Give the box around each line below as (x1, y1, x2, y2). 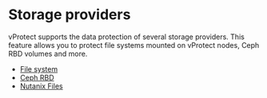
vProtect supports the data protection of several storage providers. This (8, 32, 245, 41)
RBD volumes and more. (8, 49, 88, 58)
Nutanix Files (19, 81, 63, 91)
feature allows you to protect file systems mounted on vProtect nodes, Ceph (8, 40, 260, 49)
